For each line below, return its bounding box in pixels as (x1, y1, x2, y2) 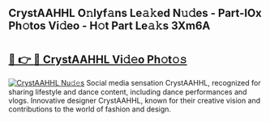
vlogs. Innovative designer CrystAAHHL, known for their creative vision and (8, 96, 261, 105)
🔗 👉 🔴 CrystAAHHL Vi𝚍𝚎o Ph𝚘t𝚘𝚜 (8, 53, 188, 66)
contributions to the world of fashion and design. (8, 104, 172, 114)
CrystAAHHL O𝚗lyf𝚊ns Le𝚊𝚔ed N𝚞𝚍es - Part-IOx (8, 6, 262, 20)
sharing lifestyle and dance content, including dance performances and (8, 87, 247, 96)
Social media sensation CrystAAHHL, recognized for (86, 78, 261, 87)
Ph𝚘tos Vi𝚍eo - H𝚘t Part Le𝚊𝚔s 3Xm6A (8, 19, 211, 33)
